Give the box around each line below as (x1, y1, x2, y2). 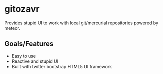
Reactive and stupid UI (11, 58, 58, 64)
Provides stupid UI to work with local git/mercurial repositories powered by (4, 20, 158, 26)
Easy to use (11, 53, 36, 59)
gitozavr (4, 3, 40, 15)
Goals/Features (4, 40, 54, 48)
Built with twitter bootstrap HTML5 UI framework (11, 63, 112, 69)
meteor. (4, 25, 20, 31)
